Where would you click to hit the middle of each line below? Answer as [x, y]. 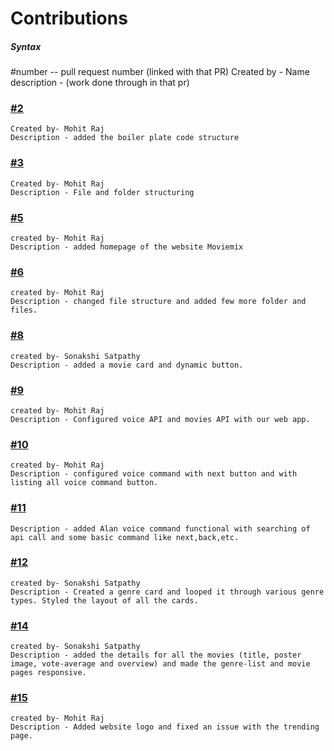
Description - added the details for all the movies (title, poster [156, 655]
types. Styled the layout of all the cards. [104, 600]
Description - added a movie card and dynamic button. [127, 365]
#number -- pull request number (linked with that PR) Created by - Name [160, 72]
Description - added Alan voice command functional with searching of [160, 528]
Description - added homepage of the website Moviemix [127, 247]
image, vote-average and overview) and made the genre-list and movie [160, 664]
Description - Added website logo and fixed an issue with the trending [165, 727]
